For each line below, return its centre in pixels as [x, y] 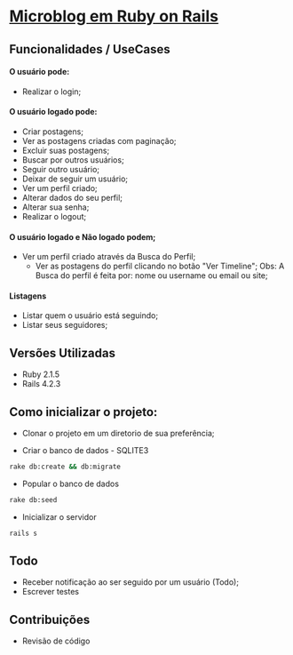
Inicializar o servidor [59, 516]
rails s [24, 533]
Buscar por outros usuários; [73, 160]
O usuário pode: [40, 72]
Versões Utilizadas [62, 353]
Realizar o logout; [54, 216]
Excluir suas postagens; [66, 150]
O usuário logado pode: [53, 112]
